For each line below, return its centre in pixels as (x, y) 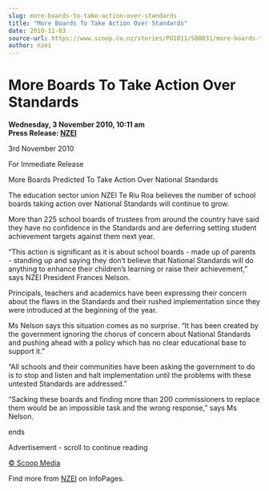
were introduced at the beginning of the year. (83, 310)
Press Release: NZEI (43, 133)
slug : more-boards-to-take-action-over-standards (93, 16)
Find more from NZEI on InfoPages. (66, 479)
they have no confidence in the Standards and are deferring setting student (132, 228)
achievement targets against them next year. (82, 237)
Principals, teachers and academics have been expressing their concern (127, 293)
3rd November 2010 (41, 148)
